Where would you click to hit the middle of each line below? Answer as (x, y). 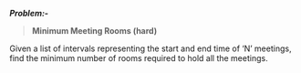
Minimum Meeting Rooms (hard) (94, 31)
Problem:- (29, 13)
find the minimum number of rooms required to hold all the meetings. (139, 58)
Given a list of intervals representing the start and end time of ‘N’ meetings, (150, 48)
